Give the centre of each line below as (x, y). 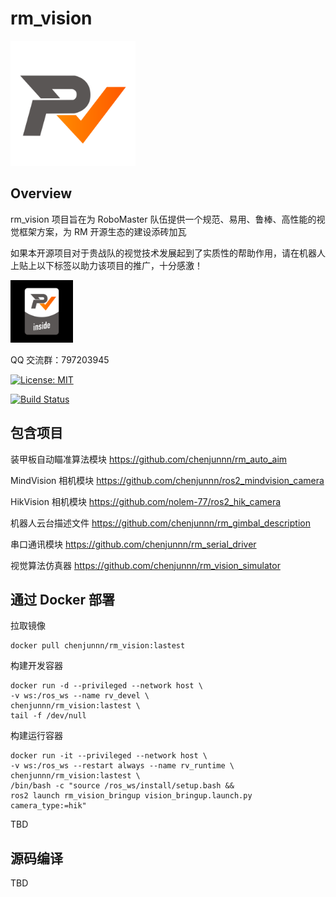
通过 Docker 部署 (63, 599)
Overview (41, 193)
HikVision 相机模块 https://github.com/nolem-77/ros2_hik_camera (146, 501)
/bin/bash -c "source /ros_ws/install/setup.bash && (122, 786)
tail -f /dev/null (48, 716)
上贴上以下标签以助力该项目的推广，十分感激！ (106, 265)
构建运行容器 (36, 736)
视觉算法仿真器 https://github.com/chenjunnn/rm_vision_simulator (145, 565)
